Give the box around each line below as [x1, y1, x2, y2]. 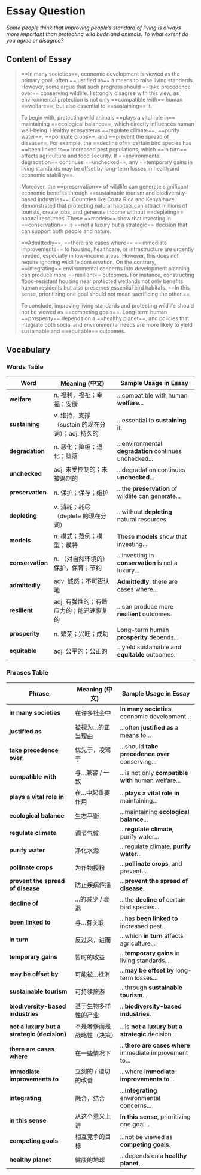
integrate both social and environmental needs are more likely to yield [20, 321, 193, 328]
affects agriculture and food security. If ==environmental [20, 152, 161, 159]
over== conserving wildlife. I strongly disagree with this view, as [20, 89, 179, 97]
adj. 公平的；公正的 [53, 647, 108, 655]
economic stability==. [20, 171, 75, 178]
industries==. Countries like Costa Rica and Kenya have [38, 195, 175, 202]
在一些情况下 [74, 1049, 111, 1057]
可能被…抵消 [74, 970, 111, 979]
